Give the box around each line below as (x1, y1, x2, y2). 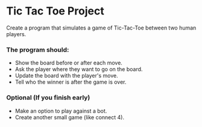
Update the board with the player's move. (14, 72, 119, 79)
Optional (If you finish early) (6, 93, 90, 102)
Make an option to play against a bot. (14, 107, 107, 114)
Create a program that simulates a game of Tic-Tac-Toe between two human (6, 24, 197, 31)
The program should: (6, 45, 69, 54)
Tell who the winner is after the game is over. (14, 78, 127, 85)
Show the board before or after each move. (14, 59, 122, 67)
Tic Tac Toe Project (6, 4, 104, 18)
